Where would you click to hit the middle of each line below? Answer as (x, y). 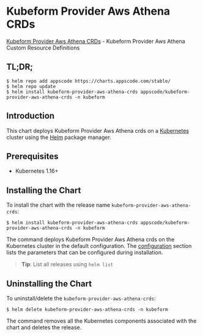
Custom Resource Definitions (43, 48)
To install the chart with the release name (58, 205)
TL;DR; (20, 67)
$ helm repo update (31, 86)
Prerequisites (32, 156)
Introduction (31, 116)
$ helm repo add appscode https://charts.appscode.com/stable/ (89, 81)
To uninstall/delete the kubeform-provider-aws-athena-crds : (81, 298)
